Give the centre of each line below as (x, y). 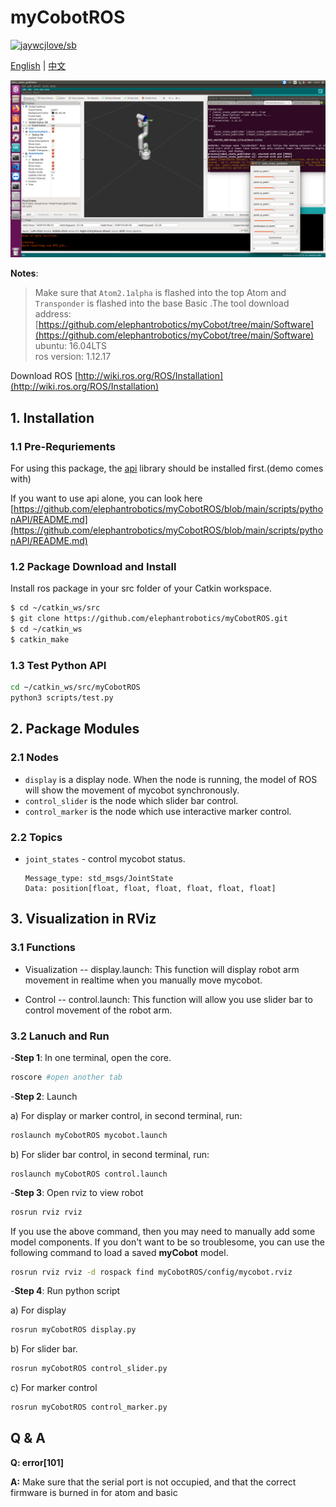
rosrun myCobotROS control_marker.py (89, 1407)
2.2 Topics (36, 837)
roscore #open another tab (66, 1077)
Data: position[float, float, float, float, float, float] (150, 888)
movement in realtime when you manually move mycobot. (143, 980)
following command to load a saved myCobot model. (119, 1252)
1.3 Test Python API (58, 665)
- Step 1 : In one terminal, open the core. (91, 1057)
